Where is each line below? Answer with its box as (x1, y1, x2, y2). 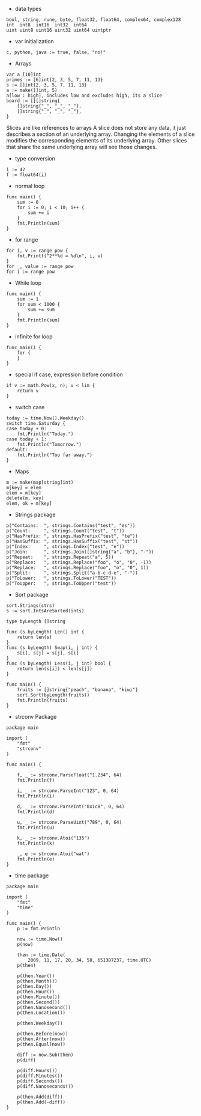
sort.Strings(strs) (6, 603, 55, 609)
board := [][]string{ (6, 98, 61, 104)
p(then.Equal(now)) (17, 1041, 66, 1047)
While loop (14, 279, 42, 286)
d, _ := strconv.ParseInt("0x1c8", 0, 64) (17, 803, 125, 810)
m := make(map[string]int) (6, 480, 74, 486)
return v (17, 388, 39, 394)
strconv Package (14, 713, 57, 720)
